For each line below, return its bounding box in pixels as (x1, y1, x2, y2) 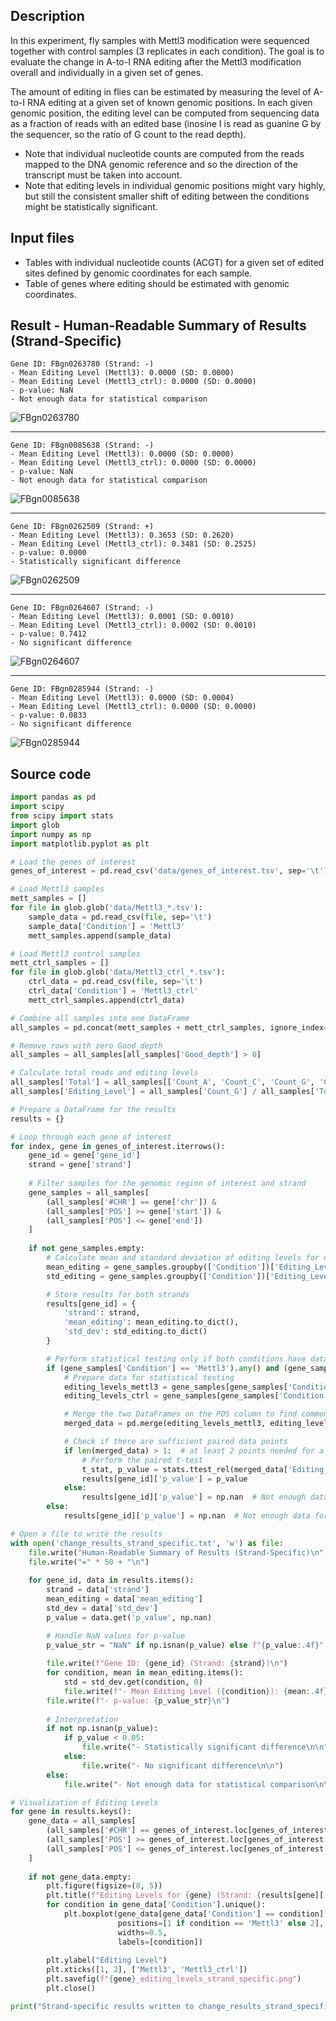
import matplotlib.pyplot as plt (10, 839, 150, 849)
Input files (10, 230, 75, 247)
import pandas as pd (10, 792, 97, 803)
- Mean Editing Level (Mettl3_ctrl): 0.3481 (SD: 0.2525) (10, 539, 257, 549)
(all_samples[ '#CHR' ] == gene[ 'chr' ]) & (46, 1197, 217, 1207)
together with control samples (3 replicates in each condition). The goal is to (10, 45, 325, 57)
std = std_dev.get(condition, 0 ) (63, 1677, 203, 1687)
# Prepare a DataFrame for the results (10, 1104, 177, 1114)
